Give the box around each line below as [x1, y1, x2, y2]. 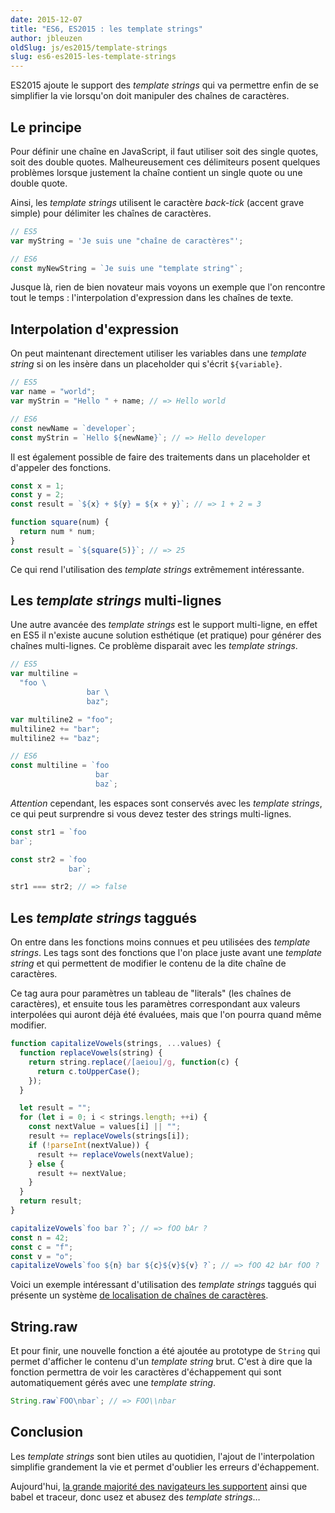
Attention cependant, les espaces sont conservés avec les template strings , [10, 797, 323, 809]
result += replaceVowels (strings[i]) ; [28, 1131, 190, 1141]
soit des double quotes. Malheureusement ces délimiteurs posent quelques [10, 156, 321, 168]
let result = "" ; [19, 1103, 92, 1113]
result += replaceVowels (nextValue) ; [36, 1149, 195, 1160]
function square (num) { [10, 517, 110, 528]
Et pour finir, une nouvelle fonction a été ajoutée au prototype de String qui [10, 1345, 321, 1357]
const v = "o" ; [10, 1251, 74, 1261]
